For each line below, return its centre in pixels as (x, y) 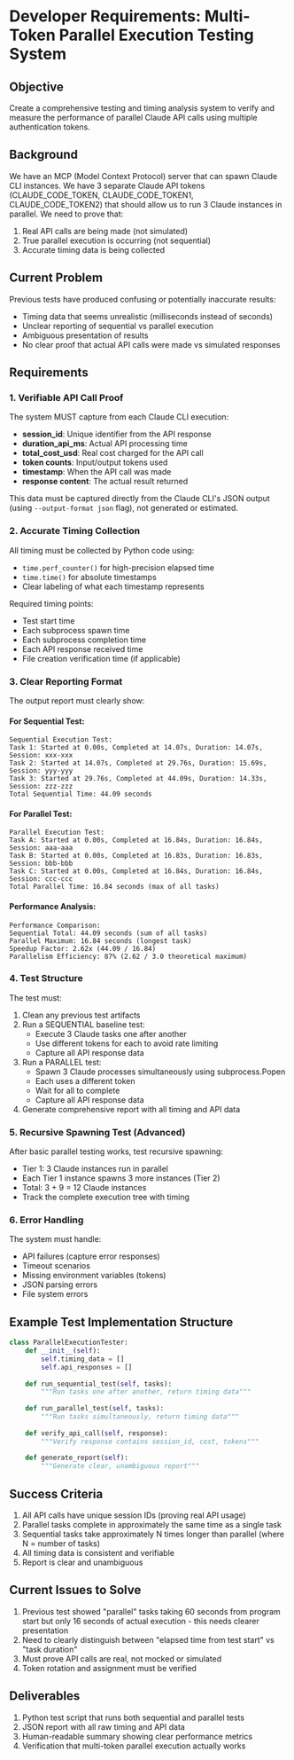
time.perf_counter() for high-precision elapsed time (118, 567)
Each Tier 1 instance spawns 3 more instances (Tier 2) (121, 1178)
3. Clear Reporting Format (66, 681)
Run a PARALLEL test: (62, 1062)
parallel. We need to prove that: (66, 214)
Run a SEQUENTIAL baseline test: (83, 1024)
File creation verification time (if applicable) (101, 658)
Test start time (48, 621)
